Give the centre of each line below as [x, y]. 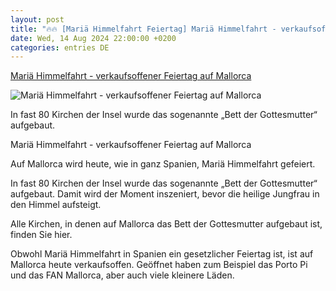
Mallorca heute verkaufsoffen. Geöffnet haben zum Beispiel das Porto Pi [159, 265]
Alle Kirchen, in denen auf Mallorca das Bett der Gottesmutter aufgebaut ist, [166, 224]
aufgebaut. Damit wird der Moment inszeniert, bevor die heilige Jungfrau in [165, 194]
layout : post [37, 19]
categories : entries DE [60, 47]
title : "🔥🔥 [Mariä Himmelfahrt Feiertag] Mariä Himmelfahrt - [143, 29]
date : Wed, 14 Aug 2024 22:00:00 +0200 [93, 38]
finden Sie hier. [41, 235]
